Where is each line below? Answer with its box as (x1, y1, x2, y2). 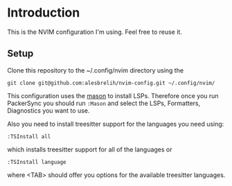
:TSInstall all (7, 133, 51, 140)
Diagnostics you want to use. (7, 106, 90, 115)
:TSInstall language (7, 158, 67, 165)
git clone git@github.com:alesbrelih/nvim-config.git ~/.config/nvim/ (7, 80, 215, 86)
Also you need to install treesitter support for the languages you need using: (7, 120, 224, 128)
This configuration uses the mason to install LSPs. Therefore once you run (7, 91, 220, 100)
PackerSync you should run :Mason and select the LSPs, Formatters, (7, 99, 201, 107)
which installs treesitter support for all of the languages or (7, 145, 172, 154)
